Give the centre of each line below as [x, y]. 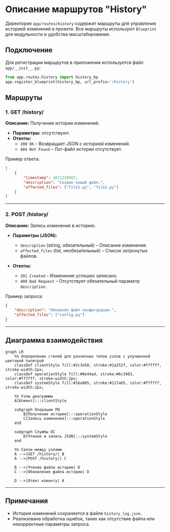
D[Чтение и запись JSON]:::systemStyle [66, 436]
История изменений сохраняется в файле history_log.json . [77, 513]
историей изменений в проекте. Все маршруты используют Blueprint [81, 28]
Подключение [29, 50]
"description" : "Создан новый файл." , [64, 182]
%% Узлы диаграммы [34, 396]
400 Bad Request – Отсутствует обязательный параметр [80, 281]
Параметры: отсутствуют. [41, 133]
